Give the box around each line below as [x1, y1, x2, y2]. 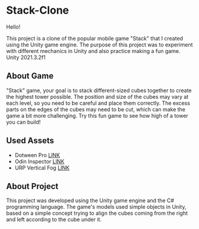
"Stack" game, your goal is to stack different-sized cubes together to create [6, 87, 192, 94]
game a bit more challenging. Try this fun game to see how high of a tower [6, 112, 188, 119]
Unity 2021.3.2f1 [6, 54, 46, 61]
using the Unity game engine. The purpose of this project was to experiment [6, 41, 193, 48]
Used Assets [6, 136, 55, 146]
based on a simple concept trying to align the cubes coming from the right [6, 209, 188, 217]
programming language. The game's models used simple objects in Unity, [6, 203, 187, 211]
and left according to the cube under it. [6, 216, 102, 223]
